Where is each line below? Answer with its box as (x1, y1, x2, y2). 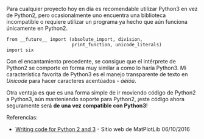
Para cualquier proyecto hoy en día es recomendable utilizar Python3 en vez (6, 5, 198, 12)
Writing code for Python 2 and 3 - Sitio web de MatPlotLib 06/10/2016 (15, 126, 190, 133)
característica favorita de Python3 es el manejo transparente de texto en (6, 71, 188, 78)
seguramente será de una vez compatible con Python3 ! (6, 102, 148, 109)
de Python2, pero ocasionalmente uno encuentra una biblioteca (6, 12, 166, 19)
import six (6, 47, 34, 53)
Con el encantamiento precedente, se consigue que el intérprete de (6, 58, 177, 65)
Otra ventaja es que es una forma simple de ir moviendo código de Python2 (6, 89, 196, 96)
